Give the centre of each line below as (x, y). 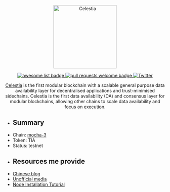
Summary (28, 123)
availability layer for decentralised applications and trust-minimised (85, 91)
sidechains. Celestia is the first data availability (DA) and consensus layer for (85, 96)
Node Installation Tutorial (38, 184)
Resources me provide (49, 161)
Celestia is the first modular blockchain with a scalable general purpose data (85, 85)
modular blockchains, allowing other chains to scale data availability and (85, 101)
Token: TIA (24, 140)
